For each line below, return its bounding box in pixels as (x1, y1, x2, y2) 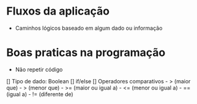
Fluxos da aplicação (6, 4, 110, 18)
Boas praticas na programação (6, 46, 166, 60)
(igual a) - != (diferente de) (6, 90, 73, 98)
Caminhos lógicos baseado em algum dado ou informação (15, 24, 163, 32)
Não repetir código (15, 66, 63, 73)
